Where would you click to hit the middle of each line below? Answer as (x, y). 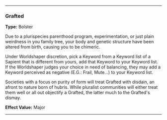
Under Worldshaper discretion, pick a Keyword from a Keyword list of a (78, 57)
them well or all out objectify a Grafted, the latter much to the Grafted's (78, 93)
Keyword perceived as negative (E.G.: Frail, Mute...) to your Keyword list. (79, 72)
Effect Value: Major (25, 108)
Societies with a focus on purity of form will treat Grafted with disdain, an (80, 82)
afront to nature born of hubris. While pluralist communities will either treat (82, 87)
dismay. (13, 98)
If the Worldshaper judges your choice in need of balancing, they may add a (83, 67)
